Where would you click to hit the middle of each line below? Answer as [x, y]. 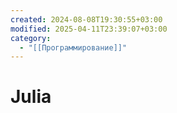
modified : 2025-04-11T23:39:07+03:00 [89, 29]
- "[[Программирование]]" [73, 47]
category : [31, 38]
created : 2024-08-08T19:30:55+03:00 [86, 19]
